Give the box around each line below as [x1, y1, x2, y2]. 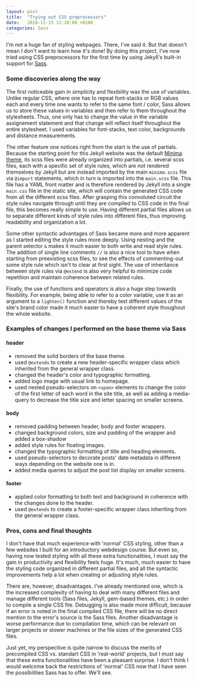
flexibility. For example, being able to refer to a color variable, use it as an [6, 291, 183, 298]
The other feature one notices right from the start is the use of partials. [6, 143, 178, 150]
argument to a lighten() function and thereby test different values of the [6, 297, 182, 304]
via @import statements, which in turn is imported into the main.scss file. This [6, 174, 192, 181]
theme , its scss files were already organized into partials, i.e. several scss [6, 155, 184, 163]
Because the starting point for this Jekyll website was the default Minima [6, 150, 182, 157]
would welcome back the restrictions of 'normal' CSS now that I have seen [6, 663, 187, 670]
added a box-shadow [14, 435, 66, 442]
